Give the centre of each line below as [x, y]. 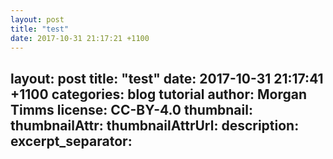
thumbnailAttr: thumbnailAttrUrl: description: [155, 125]
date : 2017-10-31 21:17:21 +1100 [80, 38]
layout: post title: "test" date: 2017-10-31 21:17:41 [167, 78]
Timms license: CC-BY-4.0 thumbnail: [131, 109]
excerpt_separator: [71, 141]
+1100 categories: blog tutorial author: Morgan [159, 94]
